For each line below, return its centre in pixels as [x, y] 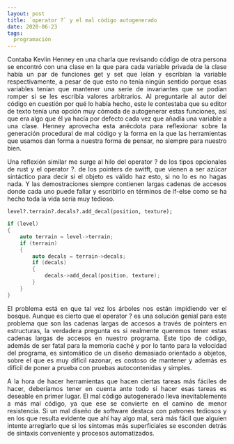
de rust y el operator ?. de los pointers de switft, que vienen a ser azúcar [117, 169]
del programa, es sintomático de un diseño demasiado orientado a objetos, [117, 353]
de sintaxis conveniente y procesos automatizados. [81, 433]
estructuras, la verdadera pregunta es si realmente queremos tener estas [117, 330]
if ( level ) [23, 224]
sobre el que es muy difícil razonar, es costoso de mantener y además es [117, 360]
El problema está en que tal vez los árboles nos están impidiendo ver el [117, 308]
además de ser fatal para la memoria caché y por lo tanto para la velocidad [117, 345]
